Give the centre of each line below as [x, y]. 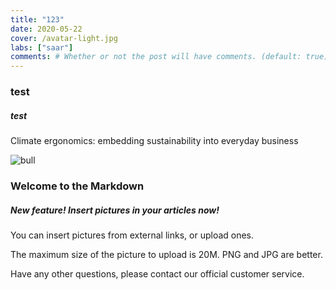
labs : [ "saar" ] [42, 47]
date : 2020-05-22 [46, 29]
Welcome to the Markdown [77, 186]
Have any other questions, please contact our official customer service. [157, 273]
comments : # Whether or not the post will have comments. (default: [156, 57]
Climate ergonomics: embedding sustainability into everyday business [154, 141]
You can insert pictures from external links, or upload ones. [132, 235]
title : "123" [37, 19]
